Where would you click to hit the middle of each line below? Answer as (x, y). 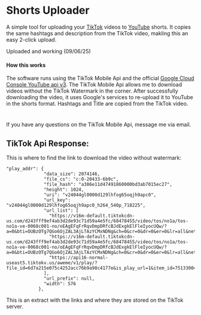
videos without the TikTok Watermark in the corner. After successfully (92, 91)
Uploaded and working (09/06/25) (48, 51)
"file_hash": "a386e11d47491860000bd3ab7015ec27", (108, 185)
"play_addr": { (25, 169)
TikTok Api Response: (48, 143)
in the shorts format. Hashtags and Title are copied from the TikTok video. (97, 104)
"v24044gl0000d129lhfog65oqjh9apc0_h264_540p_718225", (76, 206)
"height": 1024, (64, 190)
